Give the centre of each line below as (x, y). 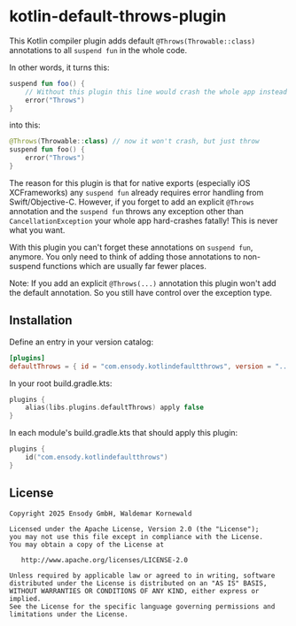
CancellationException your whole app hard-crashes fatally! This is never (144, 220)
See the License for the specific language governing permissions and (142, 607)
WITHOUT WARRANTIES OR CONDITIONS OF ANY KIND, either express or (134, 591)
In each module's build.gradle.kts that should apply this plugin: (124, 433)
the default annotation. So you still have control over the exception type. (141, 292)
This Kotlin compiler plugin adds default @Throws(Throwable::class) (132, 41)
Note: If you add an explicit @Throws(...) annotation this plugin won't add (143, 283)
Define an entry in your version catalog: (81, 342)
